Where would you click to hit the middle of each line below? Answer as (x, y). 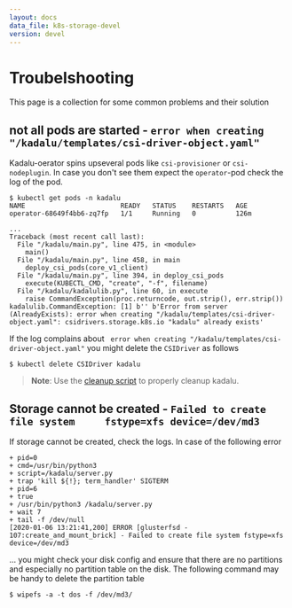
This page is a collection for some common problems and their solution (139, 102)
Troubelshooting (72, 78)
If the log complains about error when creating (98, 339)
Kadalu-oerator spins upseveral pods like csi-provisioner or (120, 163)
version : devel (37, 34)
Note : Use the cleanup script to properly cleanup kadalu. (135, 381)
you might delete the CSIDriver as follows (163, 348)
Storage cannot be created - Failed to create (138, 409)
